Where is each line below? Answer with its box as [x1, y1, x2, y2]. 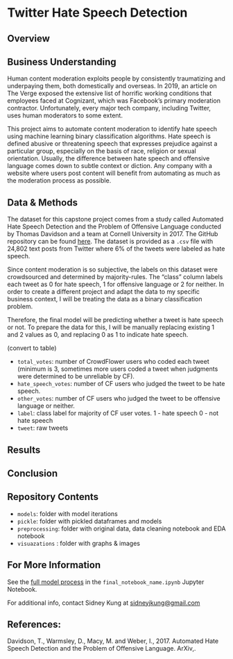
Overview [7, 33, 51, 44]
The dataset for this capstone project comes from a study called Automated [7, 215, 224, 224]
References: [7, 619, 61, 630]
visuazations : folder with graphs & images [17, 539, 141, 547]
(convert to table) [7, 344, 57, 352]
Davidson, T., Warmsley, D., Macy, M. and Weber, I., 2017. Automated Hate [7, 637, 219, 645]
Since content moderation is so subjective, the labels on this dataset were [7, 265, 218, 274]
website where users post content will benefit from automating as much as [7, 169, 221, 178]
